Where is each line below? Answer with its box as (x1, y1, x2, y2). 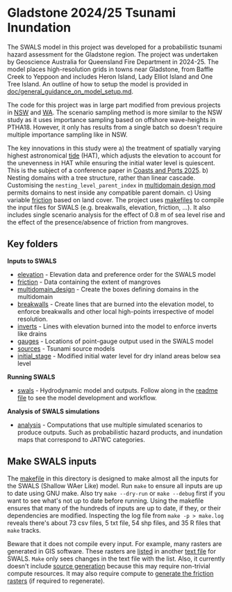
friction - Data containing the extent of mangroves (17, 278, 161, 286)
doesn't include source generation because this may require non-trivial (7, 561, 210, 570)
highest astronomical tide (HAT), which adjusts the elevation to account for (7, 151, 222, 160)
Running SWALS (7, 372, 56, 381)
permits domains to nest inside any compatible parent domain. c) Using (7, 188, 212, 197)
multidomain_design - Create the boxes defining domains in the (17, 284, 199, 294)
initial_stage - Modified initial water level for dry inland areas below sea (17, 351, 221, 360)
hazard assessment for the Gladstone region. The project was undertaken (7, 50, 219, 59)
